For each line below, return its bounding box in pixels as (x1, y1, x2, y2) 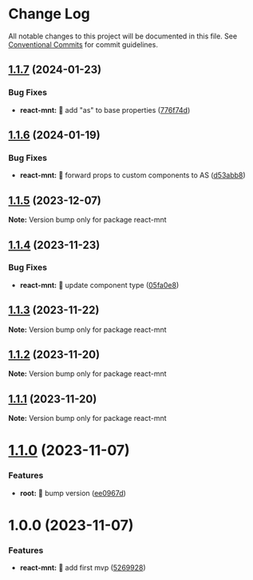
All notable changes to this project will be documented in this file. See (8, 31, 238, 41)
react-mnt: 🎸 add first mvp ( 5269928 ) (19, 563, 146, 573)
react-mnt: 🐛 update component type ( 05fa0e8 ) (19, 280, 180, 290)
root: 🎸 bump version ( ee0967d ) (19, 488, 126, 498)
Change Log (8, 5, 90, 23)
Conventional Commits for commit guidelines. (8, 39, 158, 49)
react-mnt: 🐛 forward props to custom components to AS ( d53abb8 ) (19, 170, 246, 180)
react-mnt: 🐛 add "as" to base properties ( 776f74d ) (19, 105, 191, 114)
